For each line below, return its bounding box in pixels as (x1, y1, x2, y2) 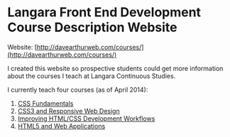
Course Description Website (7, 19, 177, 35)
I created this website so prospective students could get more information (7, 64, 224, 72)
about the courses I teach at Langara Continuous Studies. (7, 72, 176, 80)
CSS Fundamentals (17, 99, 74, 107)
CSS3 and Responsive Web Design (17, 106, 120, 115)
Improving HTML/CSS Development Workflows (17, 114, 155, 123)
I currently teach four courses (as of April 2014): (7, 85, 148, 94)
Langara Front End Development (7, 4, 201, 21)
